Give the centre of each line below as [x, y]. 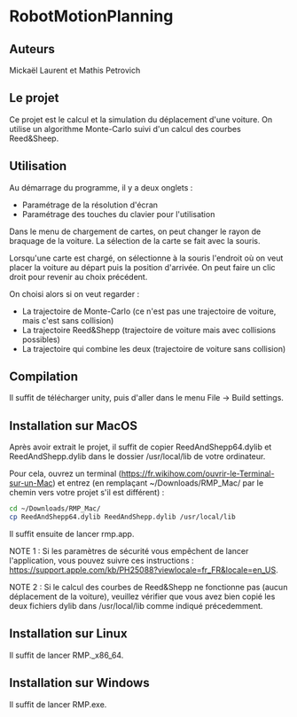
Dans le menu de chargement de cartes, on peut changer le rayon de [135, 231]
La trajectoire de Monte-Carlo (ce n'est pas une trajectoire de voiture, [149, 311]
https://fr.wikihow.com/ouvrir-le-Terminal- [198, 474]
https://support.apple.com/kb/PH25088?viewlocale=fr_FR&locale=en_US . [144, 570]
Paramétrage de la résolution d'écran [90, 205]
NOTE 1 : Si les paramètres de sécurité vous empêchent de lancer [129, 551]
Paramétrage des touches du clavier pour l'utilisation [118, 214]
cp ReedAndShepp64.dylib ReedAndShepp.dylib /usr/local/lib [123, 517]
